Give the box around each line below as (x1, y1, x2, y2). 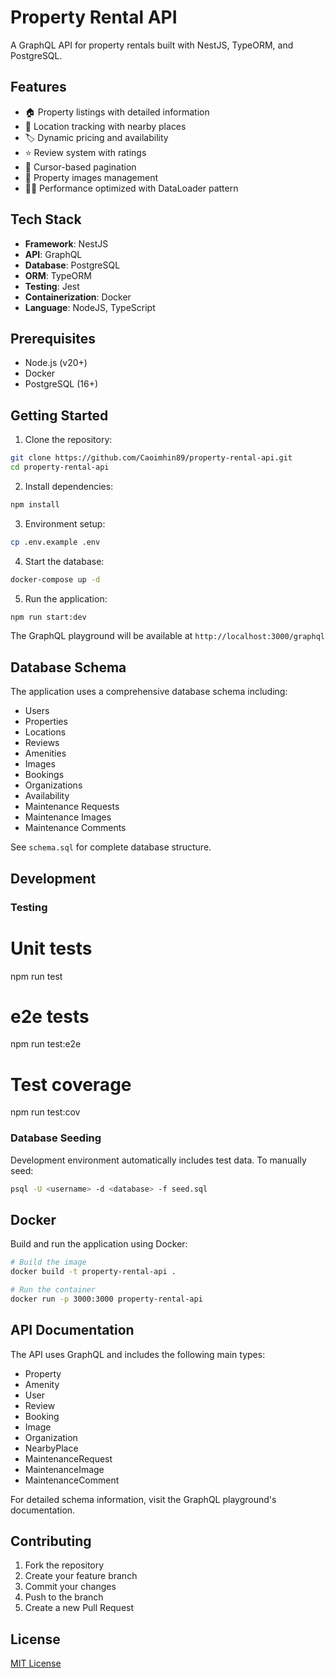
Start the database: (24, 555, 105, 567)
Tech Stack (10, 211, 82, 228)
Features (10, 79, 67, 96)
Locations (24, 726, 67, 738)
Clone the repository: (24, 434, 113, 446)
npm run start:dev (10, 612, 87, 622)
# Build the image (10, 1257, 87, 1268)
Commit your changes (24, 1581, 117, 1593)
